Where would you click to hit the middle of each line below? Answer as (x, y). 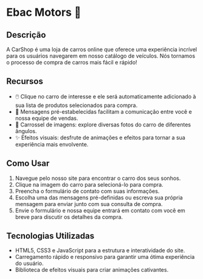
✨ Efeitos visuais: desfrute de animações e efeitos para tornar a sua (100, 137)
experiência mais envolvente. (52, 144)
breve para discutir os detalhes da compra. (69, 217)
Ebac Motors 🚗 (44, 12)
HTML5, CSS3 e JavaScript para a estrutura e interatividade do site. (100, 250)
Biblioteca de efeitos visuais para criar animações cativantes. (92, 270)
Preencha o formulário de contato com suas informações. (87, 191)
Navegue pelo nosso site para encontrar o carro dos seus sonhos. (98, 178)
